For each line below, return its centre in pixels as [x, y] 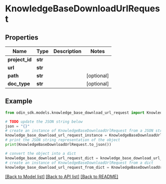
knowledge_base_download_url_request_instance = [56, 136]
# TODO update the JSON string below [44, 122]
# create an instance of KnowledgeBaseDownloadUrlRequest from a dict [79, 163]
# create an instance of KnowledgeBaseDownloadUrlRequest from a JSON [79, 131]
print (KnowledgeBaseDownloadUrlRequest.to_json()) [58, 145]
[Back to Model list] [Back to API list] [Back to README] [62, 177]
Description [67, 51]
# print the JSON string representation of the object [63, 140]
